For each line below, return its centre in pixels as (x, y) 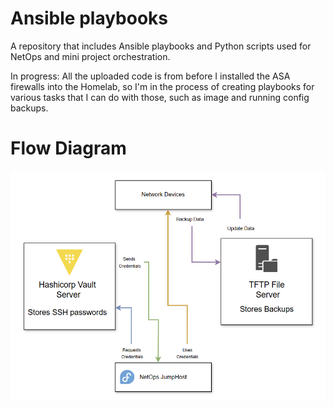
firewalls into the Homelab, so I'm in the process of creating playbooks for (162, 86)
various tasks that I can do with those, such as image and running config (160, 97)
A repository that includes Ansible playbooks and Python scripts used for (161, 46)
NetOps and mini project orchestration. (90, 56)
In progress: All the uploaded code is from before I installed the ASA (150, 76)
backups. (29, 108)
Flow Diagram (68, 148)
